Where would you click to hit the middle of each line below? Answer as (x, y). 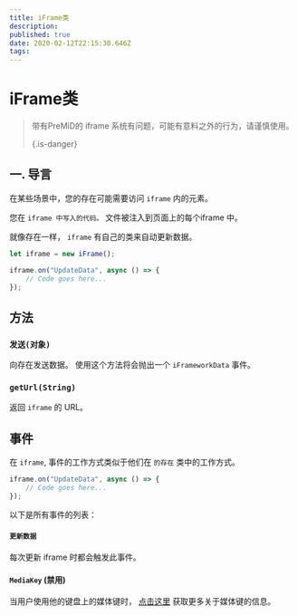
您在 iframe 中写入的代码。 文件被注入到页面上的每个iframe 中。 (126, 217)
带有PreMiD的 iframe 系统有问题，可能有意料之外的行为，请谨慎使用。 (163, 126)
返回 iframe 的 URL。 (49, 408)
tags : (19, 52)
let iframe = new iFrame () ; (62, 254)
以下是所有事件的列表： (53, 514)
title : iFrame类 (39, 18)
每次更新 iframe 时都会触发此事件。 (76, 557)
